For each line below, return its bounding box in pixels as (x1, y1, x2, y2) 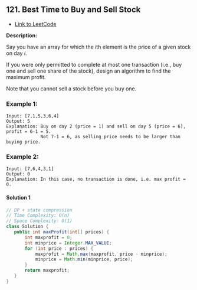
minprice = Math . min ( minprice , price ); (35, 256, 133, 262)
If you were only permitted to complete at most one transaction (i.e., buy (6, 61, 182, 68)
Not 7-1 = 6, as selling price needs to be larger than (40, 134, 181, 140)
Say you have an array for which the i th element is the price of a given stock (6, 43, 191, 50)
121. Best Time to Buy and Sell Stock (6, 5, 141, 15)
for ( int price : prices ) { (24, 245, 94, 252)
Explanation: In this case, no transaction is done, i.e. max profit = (6, 177, 186, 183)
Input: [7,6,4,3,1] (6, 166, 54, 172)
